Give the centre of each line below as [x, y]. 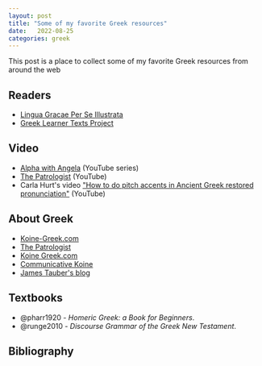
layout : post [30, 16]
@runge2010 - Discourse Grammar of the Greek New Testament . [128, 326]
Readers [30, 95]
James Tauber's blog [55, 272]
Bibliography [41, 351]
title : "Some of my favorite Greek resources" [88, 23]
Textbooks [35, 298]
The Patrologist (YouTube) [63, 176]
